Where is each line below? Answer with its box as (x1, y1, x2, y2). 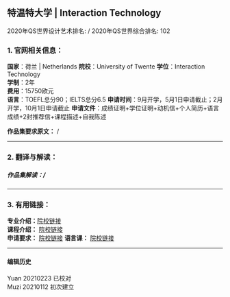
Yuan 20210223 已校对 (7, 274, 72, 282)
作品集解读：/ (7, 171, 46, 179)
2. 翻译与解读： (7, 152, 58, 162)
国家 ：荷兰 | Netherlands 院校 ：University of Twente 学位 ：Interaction (7, 62, 205, 71)
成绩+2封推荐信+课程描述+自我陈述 (7, 112, 107, 121)
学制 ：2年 (7, 78, 36, 86)
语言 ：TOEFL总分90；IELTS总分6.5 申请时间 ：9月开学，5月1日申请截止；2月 (7, 95, 223, 104)
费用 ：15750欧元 (7, 87, 54, 95)
